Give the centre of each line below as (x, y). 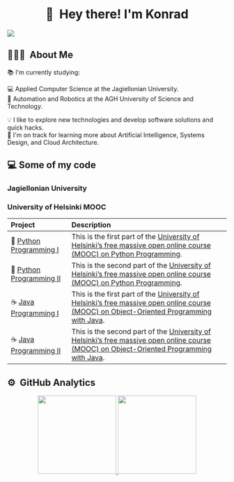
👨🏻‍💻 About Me (40, 55)
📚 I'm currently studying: (44, 72)
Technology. (25, 106)
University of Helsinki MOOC (57, 207)
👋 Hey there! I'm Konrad (117, 14)
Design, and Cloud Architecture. (53, 142)
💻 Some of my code (52, 165)
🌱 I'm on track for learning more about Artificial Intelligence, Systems (106, 134)
